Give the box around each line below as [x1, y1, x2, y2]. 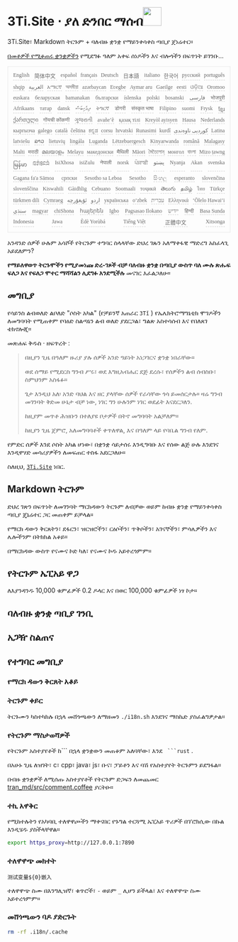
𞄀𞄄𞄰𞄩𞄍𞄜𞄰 [33, 160, 50, 167]
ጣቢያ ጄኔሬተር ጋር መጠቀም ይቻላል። [7, 510, 93, 519]
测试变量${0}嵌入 [7, 874, 52, 881]
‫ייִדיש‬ [167, 207, 179, 215]
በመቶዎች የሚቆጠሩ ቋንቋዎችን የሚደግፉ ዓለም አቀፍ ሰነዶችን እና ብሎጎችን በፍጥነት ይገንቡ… [7, 51, 225, 60]
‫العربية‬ [28, 83, 44, 90]
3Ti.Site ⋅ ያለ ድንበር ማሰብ [7, 13, 144, 30]
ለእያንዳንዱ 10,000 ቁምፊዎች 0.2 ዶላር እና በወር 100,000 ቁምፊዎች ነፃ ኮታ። [7, 586, 198, 595]
